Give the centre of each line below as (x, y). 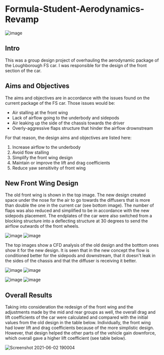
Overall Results (29, 295)
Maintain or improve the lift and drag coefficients (61, 163)
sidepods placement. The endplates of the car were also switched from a (79, 216)
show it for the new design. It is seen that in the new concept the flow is (77, 250)
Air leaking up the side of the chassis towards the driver (68, 123)
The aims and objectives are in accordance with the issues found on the (77, 98)
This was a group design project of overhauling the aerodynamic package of (82, 60)
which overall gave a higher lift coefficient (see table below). (66, 338)
